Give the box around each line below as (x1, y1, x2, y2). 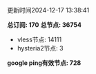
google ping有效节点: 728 (7, 59, 81, 67)
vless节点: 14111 (17, 35, 62, 44)
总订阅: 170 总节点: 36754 (7, 21, 81, 29)
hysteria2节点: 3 (17, 44, 64, 52)
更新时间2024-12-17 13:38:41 (7, 6, 90, 14)
